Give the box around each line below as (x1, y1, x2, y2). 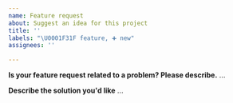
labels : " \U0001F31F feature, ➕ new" (8, 34, 135, 42)
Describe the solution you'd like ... (8, 85, 124, 96)
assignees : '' (8, 42, 56, 50)
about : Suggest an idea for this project (8, 19, 148, 27)
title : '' (8, 26, 41, 34)
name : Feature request (8, 11, 84, 20)
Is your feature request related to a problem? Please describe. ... (8, 70, 226, 80)
